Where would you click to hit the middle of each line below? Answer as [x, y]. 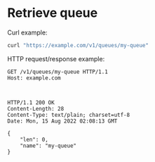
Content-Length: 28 [36, 108]
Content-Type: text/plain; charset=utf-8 [69, 115]
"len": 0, [34, 139]
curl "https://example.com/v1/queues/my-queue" [78, 45]
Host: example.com [34, 78]
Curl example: [27, 32]
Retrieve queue [53, 13]
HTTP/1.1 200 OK [31, 102]
